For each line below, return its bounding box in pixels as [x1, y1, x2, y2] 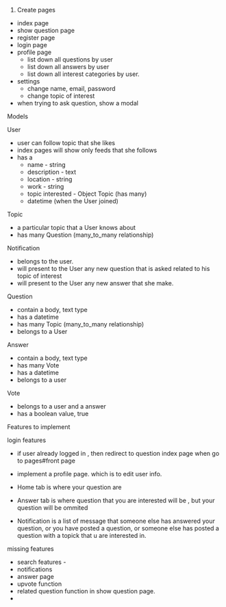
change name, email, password [27, 85, 116, 92]
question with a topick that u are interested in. [16, 532, 147, 539]
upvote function [16, 580, 62, 588]
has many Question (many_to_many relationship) [16, 231, 154, 239]
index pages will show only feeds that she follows [16, 146, 158, 154]
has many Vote [16, 361, 60, 369]
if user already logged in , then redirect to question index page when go [16, 450, 220, 457]
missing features [7, 545, 54, 553]
